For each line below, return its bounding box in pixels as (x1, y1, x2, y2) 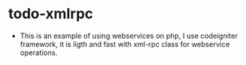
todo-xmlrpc (8, 5, 93, 23)
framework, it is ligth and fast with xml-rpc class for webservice (19, 39, 230, 48)
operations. (19, 48, 58, 57)
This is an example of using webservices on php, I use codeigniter (19, 31, 238, 40)
